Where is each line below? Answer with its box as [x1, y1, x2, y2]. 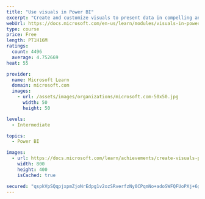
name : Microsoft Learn [12, 77, 70, 83]
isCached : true [17, 172, 56, 178]
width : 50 [22, 99, 48, 106]
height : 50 [22, 105, 51, 111]
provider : [6, 71, 32, 77]
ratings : [6, 43, 29, 49]
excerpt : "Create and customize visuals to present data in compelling [6, 15, 192, 21]
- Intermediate [12, 121, 51, 128]
